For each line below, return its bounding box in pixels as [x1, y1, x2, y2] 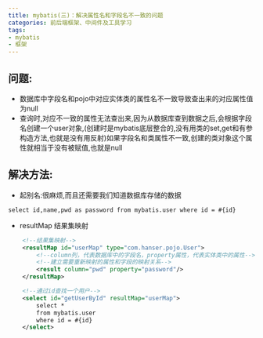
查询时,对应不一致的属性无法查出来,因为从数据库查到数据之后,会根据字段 [19, 113, 252, 122]
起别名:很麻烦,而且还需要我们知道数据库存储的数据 [19, 190, 182, 200]
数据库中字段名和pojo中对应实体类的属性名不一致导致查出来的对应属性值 [19, 93, 254, 103]
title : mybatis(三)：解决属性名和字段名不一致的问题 [8, 11, 164, 20]
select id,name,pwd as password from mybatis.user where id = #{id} [8, 205, 236, 214]
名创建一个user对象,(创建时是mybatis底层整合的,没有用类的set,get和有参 [19, 123, 253, 133]
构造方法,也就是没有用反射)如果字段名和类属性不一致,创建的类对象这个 [19, 133, 246, 142]
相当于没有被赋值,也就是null [33, 143, 123, 152]
